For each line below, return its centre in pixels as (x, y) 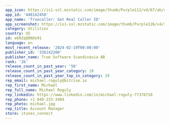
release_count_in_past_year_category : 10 (50, 71)
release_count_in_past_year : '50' (42, 66)
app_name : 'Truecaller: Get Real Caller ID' (53, 19)
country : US (18, 33)
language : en (19, 43)
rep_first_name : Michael (31, 85)
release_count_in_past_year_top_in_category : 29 (57, 76)
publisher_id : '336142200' (34, 52)
